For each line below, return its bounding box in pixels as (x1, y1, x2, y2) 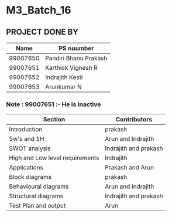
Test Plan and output (9, 202, 66, 210)
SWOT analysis (9, 144, 51, 152)
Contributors (115, 116, 153, 124)
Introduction (9, 126, 43, 134)
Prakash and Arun (105, 164, 154, 172)
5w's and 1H (9, 135, 44, 143)
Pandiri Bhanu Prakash (45, 54, 108, 62)
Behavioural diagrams (9, 182, 69, 191)
